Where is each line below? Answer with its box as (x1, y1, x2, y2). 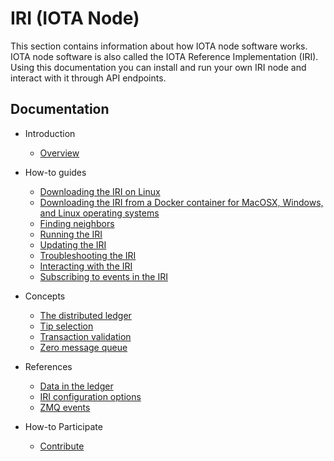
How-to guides (24, 166, 87, 178)
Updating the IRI (39, 238, 107, 251)
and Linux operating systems (39, 207, 160, 219)
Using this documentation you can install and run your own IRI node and (10, 61, 307, 73)
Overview (39, 147, 80, 159)
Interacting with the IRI (39, 260, 133, 272)
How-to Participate (24, 420, 103, 432)
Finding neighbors (39, 217, 115, 229)
